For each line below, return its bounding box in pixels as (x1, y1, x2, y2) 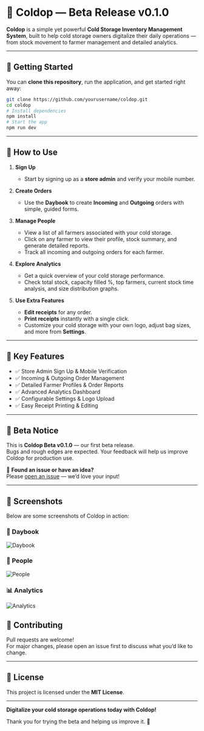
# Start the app (6, 119, 47, 125)
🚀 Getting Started (6, 62, 73, 72)
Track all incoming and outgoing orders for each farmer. (24, 248, 165, 255)
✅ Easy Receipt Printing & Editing (15, 401, 98, 409)
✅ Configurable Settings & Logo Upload (15, 395, 115, 402)
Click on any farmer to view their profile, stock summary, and (24, 235, 177, 242)
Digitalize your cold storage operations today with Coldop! (6, 706, 157, 713)
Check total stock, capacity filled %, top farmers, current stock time (24, 278, 194, 286)
